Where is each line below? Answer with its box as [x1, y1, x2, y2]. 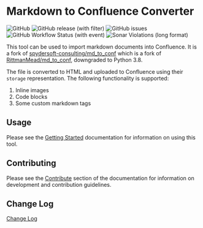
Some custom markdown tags [15, 100, 91, 107]
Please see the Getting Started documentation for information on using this [6, 133, 196, 141]
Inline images [15, 86, 49, 93]
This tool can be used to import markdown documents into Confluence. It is [6, 43, 197, 50]
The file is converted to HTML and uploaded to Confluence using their [6, 68, 183, 75]
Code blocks [15, 93, 48, 100]
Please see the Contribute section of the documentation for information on [6, 174, 194, 182]
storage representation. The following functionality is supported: [6, 74, 169, 82]
